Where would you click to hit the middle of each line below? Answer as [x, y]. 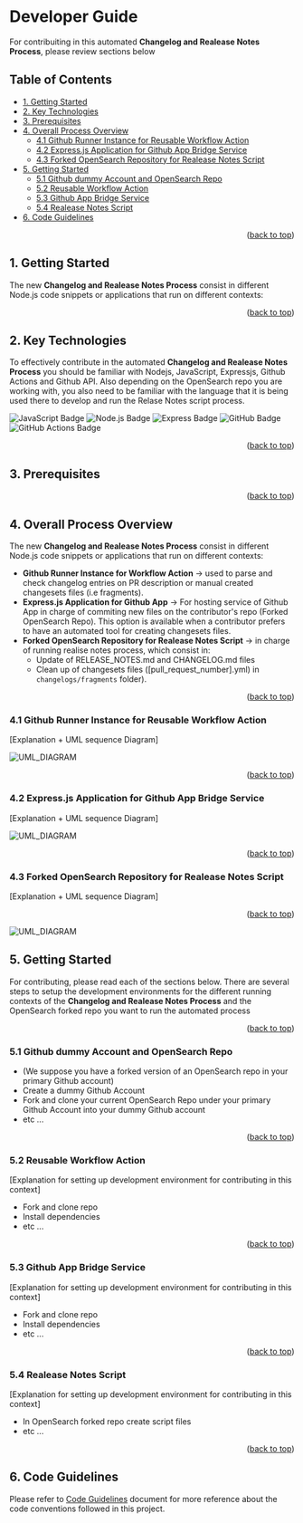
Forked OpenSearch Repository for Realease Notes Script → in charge [156, 641]
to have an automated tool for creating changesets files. [127, 631]
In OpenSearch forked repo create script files [107, 1421]
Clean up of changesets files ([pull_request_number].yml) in [147, 669]
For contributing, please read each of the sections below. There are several [149, 982]
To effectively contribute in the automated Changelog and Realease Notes [148, 362]
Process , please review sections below [82, 51]
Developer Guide [74, 17]
